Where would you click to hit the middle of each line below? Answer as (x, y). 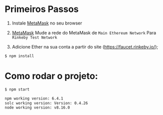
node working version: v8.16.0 (37, 108)
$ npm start (17, 89)
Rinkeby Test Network (34, 37)
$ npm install (20, 56)
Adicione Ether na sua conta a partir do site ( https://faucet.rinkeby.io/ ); (85, 46)
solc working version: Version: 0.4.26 (46, 103)
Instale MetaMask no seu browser (47, 23)
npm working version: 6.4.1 (34, 98)
